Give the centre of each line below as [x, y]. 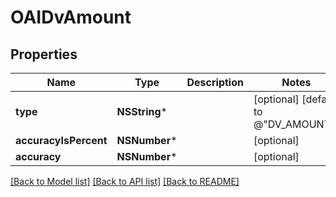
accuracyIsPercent [61, 140]
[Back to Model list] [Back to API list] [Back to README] [125, 181]
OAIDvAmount [71, 17]
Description [215, 82]
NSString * [142, 111]
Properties [44, 54]
